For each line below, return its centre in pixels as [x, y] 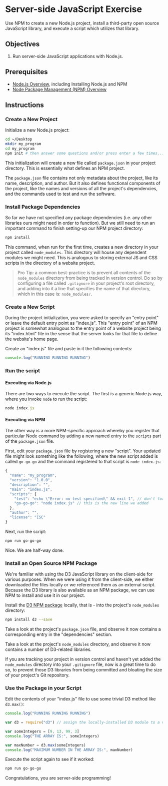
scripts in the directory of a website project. [50, 263]
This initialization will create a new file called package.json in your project [80, 163]
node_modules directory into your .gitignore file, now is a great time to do [80, 664]
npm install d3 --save [29, 619]
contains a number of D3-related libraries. [48, 649]
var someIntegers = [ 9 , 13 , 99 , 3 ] [42, 731]
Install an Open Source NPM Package [51, 563]
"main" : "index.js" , [31, 489]
